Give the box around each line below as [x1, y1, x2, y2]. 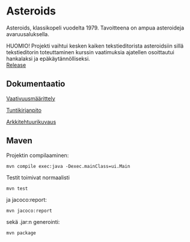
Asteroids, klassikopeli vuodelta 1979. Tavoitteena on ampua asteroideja [6, 24, 185, 31]
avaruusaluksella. [6, 30, 49, 37]
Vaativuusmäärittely [6, 95, 55, 102]
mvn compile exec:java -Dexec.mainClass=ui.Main [6, 163, 130, 169]
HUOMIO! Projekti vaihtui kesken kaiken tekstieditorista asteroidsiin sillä [6, 42, 184, 49]
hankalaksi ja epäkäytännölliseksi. [6, 55, 90, 62]
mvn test [6, 185, 28, 191]
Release [6, 61, 26, 69]
